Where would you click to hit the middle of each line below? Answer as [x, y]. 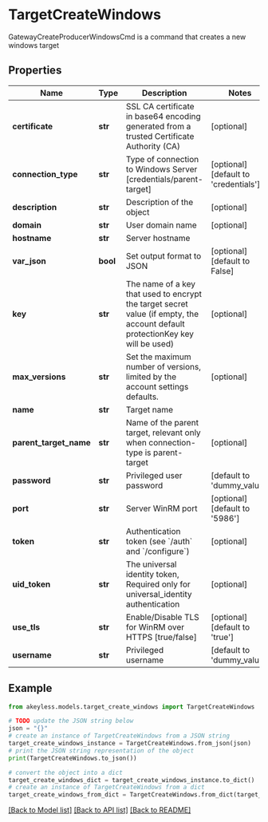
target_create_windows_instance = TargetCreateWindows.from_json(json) [130, 744]
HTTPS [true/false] [161, 637]
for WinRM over [155, 626]
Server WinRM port [162, 508]
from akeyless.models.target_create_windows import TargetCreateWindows [132, 707]
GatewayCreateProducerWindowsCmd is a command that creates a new [127, 37]
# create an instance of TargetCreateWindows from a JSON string [119, 736]
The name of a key [160, 283]
